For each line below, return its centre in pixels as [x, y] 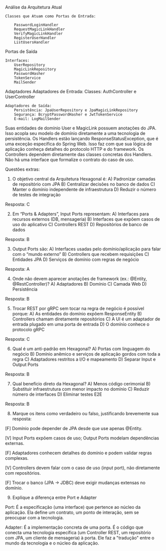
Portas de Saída [21, 51]
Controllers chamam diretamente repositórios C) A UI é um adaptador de [86, 319]
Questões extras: [22, 169]
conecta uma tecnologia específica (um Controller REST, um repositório [78, 532]
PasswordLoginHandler [36, 25]
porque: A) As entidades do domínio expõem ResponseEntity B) [77, 314]
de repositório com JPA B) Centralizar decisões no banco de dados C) [84, 184]
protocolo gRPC [28, 330]
